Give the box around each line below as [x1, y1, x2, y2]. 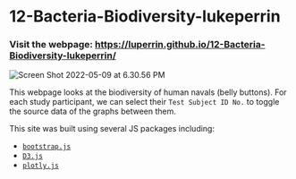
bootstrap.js [21, 142, 72, 151]
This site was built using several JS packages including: [9, 124, 215, 134]
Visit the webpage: [9, 38, 94, 51]
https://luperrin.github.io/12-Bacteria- [95, 38, 266, 51]
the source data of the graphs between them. [9, 106, 176, 117]
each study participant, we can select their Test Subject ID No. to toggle [9, 97, 280, 107]
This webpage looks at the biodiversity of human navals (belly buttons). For [9, 87, 288, 98]
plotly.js [21, 161, 60, 171]
